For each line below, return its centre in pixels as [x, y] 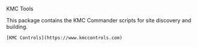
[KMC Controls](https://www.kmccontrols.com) [64, 38]
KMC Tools [20, 9]
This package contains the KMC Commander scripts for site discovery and [99, 20]
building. [17, 27]
